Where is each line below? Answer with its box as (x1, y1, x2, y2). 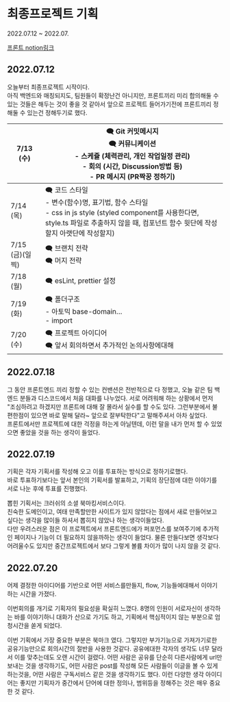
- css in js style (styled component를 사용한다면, (45, 208, 200, 217)
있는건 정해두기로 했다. (27, 108, 88, 116)
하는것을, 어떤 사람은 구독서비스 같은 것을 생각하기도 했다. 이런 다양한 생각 (7, 670, 204, 679)
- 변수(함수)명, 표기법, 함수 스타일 (45, 197, 149, 207)
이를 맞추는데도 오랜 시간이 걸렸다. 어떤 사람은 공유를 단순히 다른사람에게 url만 (14, 653, 222, 662)
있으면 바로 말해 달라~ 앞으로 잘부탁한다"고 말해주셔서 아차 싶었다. (30, 411, 207, 419)
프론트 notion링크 (7, 43, 55, 51)
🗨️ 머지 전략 (45, 255, 82, 265)
